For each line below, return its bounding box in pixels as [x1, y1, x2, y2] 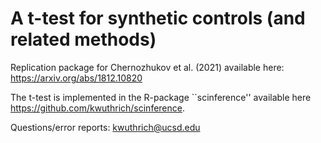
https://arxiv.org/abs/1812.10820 [10, 72, 143, 84]
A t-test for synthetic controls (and [10, 7, 306, 30]
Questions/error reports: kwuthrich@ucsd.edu [10, 121, 201, 133]
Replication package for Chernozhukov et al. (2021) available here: [10, 61, 285, 73]
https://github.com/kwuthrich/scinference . [10, 102, 186, 114]
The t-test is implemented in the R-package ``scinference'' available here [10, 91, 312, 103]
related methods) [10, 28, 157, 51]
